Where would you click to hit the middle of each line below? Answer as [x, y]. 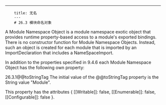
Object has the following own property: [45, 68]
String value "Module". [28, 82]
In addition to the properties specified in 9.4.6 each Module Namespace [78, 62]
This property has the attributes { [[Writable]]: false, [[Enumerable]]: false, [81, 92]
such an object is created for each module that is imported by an [71, 48]
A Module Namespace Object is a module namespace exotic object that [78, 32]
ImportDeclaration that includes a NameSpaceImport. [59, 53]
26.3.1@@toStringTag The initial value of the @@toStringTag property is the [82, 77]
